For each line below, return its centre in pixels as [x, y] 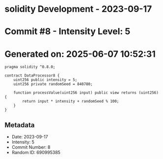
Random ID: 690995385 [36, 153]
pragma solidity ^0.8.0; [30, 67]
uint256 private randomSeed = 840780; [53, 84]
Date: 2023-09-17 [30, 137]
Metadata [20, 125]
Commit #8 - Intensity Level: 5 [68, 32]
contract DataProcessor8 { [32, 76]
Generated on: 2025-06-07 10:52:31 [80, 54]
